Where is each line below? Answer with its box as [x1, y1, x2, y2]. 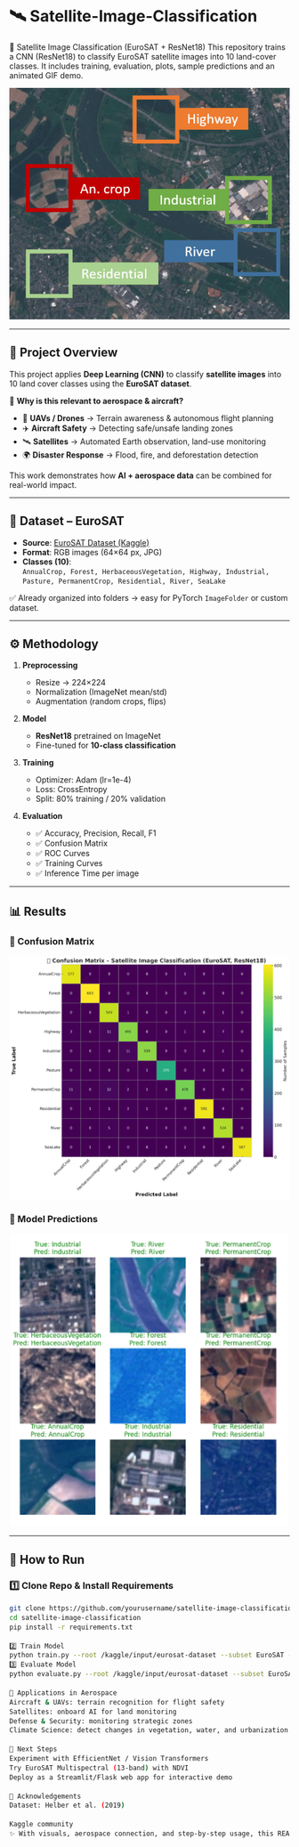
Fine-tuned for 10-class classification [35, 740, 176, 751]
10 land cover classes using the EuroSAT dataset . [9, 378, 192, 389]
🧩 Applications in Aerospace [9, 1688, 117, 1697]
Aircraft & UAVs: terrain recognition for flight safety [9, 1697, 225, 1706]
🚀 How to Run [9, 1551, 85, 1567]
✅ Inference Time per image [35, 868, 140, 879]
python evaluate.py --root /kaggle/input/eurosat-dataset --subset [9, 1670, 265, 1679]
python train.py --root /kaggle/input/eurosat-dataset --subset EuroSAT [9, 1651, 285, 1660]
